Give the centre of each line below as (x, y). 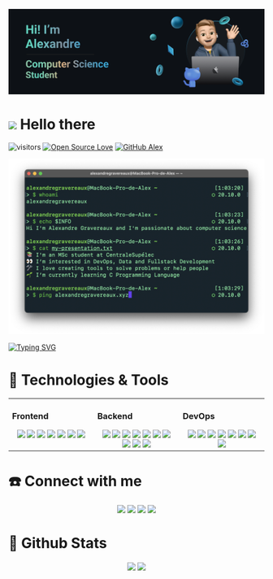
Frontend (30, 416)
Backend (115, 416)
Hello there (58, 125)
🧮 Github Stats (58, 544)
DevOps (199, 416)
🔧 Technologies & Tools (89, 380)
